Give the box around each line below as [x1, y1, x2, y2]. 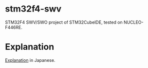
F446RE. [5, 24, 23, 30]
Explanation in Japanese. [5, 57, 55, 63]
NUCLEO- [123, 19, 144, 25]
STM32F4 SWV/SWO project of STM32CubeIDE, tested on [5, 19, 123, 25]
